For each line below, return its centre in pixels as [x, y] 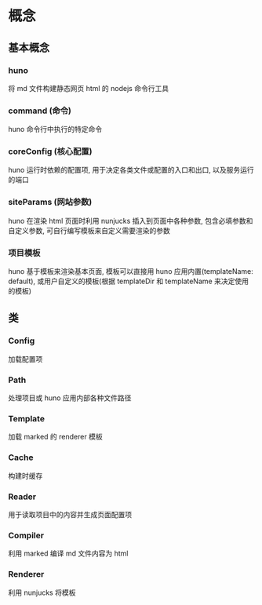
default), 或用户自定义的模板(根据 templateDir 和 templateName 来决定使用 [129, 281]
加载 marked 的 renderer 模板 [56, 437]
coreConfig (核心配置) [50, 151]
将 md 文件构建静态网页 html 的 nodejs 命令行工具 [89, 88]
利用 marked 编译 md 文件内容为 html [68, 553]
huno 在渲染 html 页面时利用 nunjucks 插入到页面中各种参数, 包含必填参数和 [131, 220]
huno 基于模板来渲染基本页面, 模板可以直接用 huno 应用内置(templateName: [131, 272]
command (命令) [40, 111]
